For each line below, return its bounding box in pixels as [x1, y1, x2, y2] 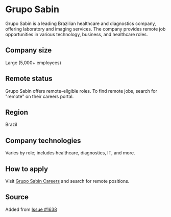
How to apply [5, 165, 48, 173]
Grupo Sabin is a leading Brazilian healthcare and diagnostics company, [5, 20, 157, 26]
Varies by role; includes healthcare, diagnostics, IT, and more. [5, 150, 135, 156]
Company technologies [5, 136, 81, 145]
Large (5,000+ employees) [5, 60, 61, 66]
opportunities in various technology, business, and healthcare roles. [5, 31, 148, 37]
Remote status [5, 74, 53, 83]
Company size [5, 46, 52, 55]
